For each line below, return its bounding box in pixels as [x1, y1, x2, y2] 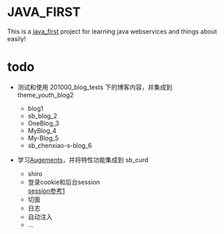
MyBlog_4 [27, 126, 57, 134]
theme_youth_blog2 [17, 91, 74, 99]
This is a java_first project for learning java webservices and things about [7, 27, 218, 36]
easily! [7, 34, 27, 42]
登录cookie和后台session [27, 178, 100, 186]
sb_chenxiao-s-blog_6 [27, 141, 92, 150]
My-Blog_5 [27, 134, 59, 142]
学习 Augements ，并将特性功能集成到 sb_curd [17, 155, 149, 164]
